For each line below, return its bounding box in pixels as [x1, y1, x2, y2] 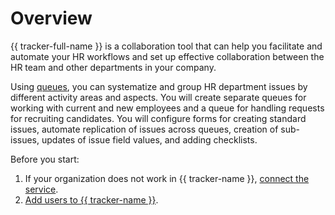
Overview [10, 7, 93, 30]
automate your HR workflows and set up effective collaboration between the [10, 50, 325, 62]
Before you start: [10, 153, 80, 165]
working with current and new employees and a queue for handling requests [10, 102, 325, 114]
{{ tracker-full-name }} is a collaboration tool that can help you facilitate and [10, 40, 323, 52]
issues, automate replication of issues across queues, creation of [10, 123, 279, 135]
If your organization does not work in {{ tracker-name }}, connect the [24, 172, 310, 184]
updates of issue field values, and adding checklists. [41, 133, 258, 146]
